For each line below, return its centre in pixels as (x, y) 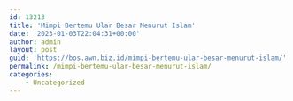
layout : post (33, 50)
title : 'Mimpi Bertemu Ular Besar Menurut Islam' (103, 25)
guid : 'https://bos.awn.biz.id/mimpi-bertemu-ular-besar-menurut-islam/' (148, 58)
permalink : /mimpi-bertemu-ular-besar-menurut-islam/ (111, 67)
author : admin (35, 42)
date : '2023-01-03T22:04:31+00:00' (75, 33)
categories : (31, 75)
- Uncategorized (55, 83)
